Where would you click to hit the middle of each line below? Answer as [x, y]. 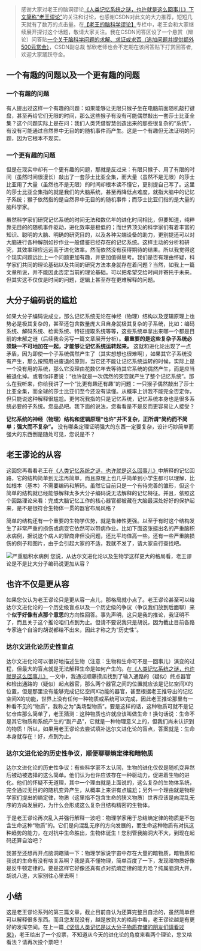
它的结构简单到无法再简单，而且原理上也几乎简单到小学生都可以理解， [103, 478]
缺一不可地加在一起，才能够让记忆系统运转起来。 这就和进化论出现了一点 [101, 346]
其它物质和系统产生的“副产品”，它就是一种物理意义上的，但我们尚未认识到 [103, 721]
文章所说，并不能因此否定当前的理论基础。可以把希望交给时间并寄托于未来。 [100, 272]
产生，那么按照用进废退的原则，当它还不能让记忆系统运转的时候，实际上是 [103, 361]
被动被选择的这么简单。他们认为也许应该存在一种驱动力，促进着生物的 [98, 775]
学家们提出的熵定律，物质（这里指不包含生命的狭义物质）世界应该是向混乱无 [100, 798]
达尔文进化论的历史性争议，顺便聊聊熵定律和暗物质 [80, 753]
